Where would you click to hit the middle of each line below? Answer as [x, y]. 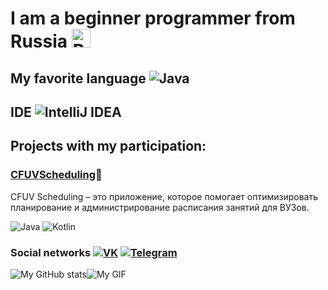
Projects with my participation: [108, 146]
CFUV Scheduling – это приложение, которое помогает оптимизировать [164, 196]
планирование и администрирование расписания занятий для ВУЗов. [160, 207]
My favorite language [78, 78]
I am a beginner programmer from [153, 18]
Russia [39, 41]
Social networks [51, 252]
